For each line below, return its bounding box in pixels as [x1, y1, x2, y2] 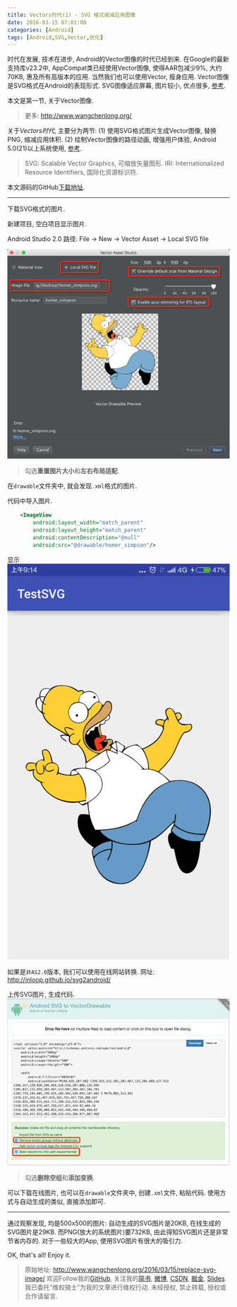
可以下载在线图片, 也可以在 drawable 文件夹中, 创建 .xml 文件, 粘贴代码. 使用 [7, 1188, 220, 1197]
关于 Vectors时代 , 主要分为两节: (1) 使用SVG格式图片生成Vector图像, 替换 [7, 127, 217, 135]
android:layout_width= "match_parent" [32, 520, 143, 527]
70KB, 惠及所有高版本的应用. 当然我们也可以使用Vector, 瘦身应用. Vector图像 [7, 73, 229, 81]
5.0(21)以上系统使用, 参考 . [7, 144, 83, 153]
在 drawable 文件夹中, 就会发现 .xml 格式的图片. [7, 481, 138, 491]
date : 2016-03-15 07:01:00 [7, 18, 87, 26]
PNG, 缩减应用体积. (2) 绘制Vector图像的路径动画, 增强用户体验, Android [7, 135, 217, 144]
